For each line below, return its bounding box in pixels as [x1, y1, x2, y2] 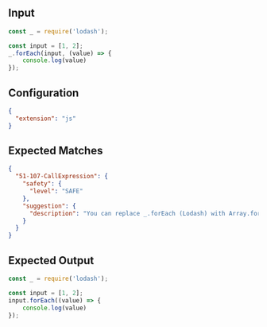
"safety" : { [22, 180, 62, 188]
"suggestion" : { [22, 202, 77, 210]
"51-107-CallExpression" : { [15, 173, 109, 181]
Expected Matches [8, 144, 103, 158]
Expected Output [8, 254, 95, 267]
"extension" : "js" [15, 115, 77, 123]
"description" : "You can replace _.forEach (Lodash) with [29, 209, 226, 217]
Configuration [8, 86, 79, 99]
